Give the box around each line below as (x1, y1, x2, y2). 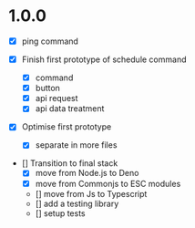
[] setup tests (35, 207, 86, 219)
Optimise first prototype (21, 121, 112, 132)
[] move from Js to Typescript (35, 188, 148, 199)
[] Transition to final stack (21, 158, 118, 169)
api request (35, 93, 78, 104)
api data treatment (35, 103, 105, 114)
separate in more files (35, 140, 118, 150)
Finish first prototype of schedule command (21, 54, 187, 65)
